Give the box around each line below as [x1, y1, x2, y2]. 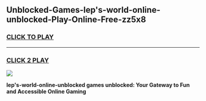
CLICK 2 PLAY [6, 56, 49, 64]
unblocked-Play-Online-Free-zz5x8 [6, 15, 147, 25]
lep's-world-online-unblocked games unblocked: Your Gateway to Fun [6, 81, 190, 88]
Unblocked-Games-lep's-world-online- [6, 5, 161, 15]
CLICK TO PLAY [6, 33, 54, 42]
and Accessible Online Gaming [6, 88, 86, 95]
